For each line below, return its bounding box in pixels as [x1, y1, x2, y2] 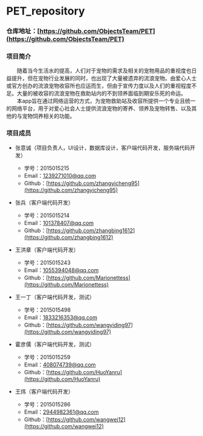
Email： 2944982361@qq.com [24, 408, 99, 415]
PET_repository [6, 4, 85, 18]
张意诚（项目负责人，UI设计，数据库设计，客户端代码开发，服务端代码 [14, 144, 190, 151]
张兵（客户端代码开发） [14, 198, 74, 206]
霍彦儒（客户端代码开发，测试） [14, 340, 95, 348]
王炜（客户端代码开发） [14, 388, 74, 395]
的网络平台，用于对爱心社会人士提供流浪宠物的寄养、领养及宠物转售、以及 [6, 105, 192, 112]
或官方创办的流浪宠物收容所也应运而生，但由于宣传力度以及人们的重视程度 [6, 82, 192, 89]
